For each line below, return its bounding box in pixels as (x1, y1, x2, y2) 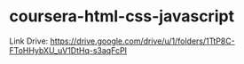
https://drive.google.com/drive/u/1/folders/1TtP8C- (50, 36, 235, 46)
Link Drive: (9, 36, 49, 46)
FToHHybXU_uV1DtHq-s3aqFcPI (9, 44, 127, 55)
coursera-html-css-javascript (9, 6, 235, 27)
